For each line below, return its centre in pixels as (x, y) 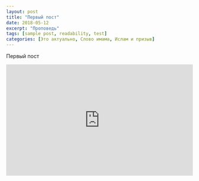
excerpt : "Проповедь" (33, 28)
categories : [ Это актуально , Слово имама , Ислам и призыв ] (81, 39)
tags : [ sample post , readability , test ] (57, 34)
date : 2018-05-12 (28, 23)
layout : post (22, 12)
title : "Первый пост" (33, 17)
